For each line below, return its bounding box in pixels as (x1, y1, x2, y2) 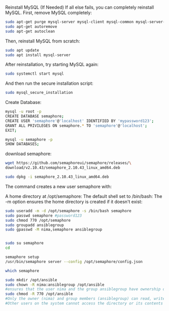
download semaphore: (5, 151, 52, 157)
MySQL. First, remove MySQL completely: (5, 10, 92, 16)
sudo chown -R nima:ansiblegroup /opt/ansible (5, 282, 105, 287)
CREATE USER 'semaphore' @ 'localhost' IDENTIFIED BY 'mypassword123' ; (5, 118, 154, 123)
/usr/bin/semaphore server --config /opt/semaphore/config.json (5, 259, 143, 264)
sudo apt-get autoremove (5, 24, 57, 29)
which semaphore (5, 268, 39, 273)
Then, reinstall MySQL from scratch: (5, 38, 80, 44)
